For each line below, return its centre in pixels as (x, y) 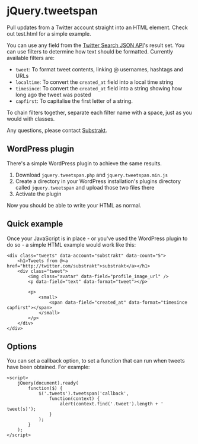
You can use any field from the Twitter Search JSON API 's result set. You (96, 45)
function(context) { (74, 399)
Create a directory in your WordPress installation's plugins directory (98, 181)
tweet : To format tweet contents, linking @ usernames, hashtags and (99, 69)
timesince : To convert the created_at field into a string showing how (99, 88)
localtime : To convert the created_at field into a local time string (94, 82)
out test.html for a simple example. (49, 33)
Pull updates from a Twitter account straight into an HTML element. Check (98, 27)
